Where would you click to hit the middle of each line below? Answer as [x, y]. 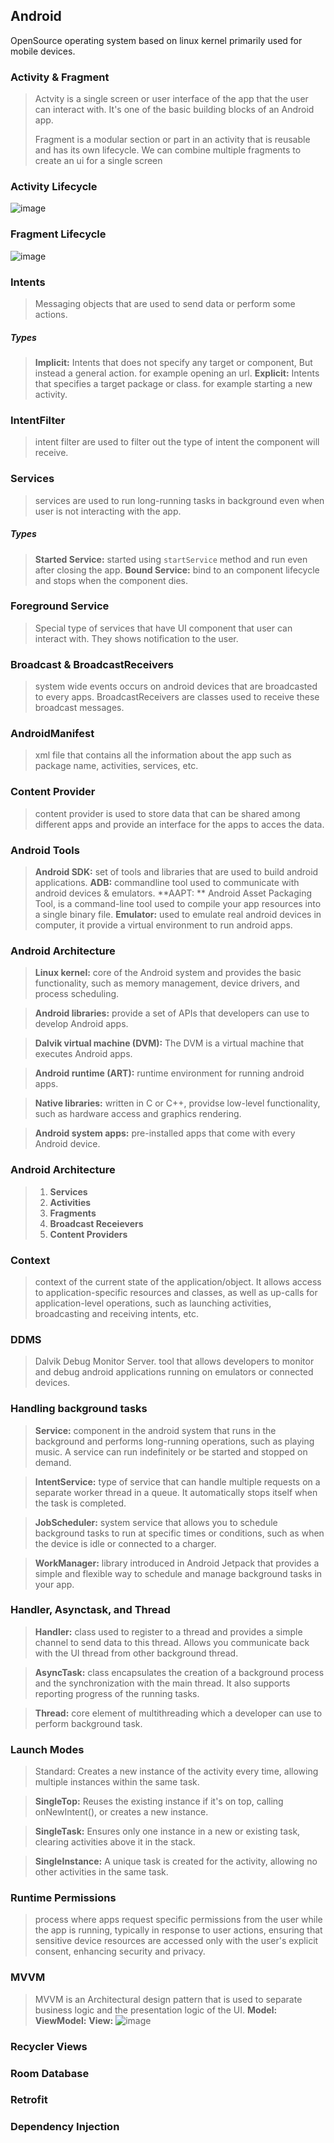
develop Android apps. [81, 1024]
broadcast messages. [79, 708]
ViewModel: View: [74, 2020]
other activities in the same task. [101, 1872]
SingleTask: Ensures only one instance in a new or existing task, [167, 1831]
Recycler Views [49, 2046]
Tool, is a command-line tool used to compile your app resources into [178, 904]
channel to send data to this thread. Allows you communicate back [172, 1642]
